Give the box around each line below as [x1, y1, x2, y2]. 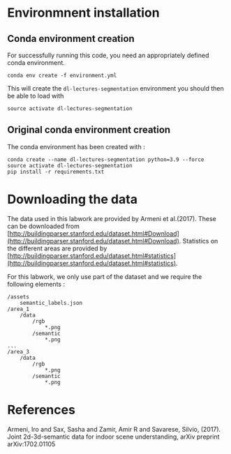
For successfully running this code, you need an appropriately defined [7, 51, 209, 59]
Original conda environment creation [7, 124, 171, 136]
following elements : [7, 280, 65, 288]
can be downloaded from [7, 222, 80, 230]
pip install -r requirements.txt [7, 168, 105, 175]
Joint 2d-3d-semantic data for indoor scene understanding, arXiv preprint [7, 432, 220, 441]
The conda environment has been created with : [7, 142, 145, 151]
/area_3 [7, 348, 30, 355]
